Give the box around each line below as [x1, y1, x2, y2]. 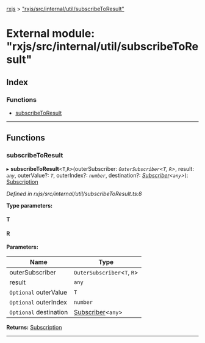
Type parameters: [6, 202, 53, 209]
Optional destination [9, 308, 68, 317]
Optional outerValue [9, 288, 68, 296]
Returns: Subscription [6, 324, 62, 331]
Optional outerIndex [9, 298, 67, 307]
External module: [6, 27, 95, 40]
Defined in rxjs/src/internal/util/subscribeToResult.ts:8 [6, 190, 142, 197]
